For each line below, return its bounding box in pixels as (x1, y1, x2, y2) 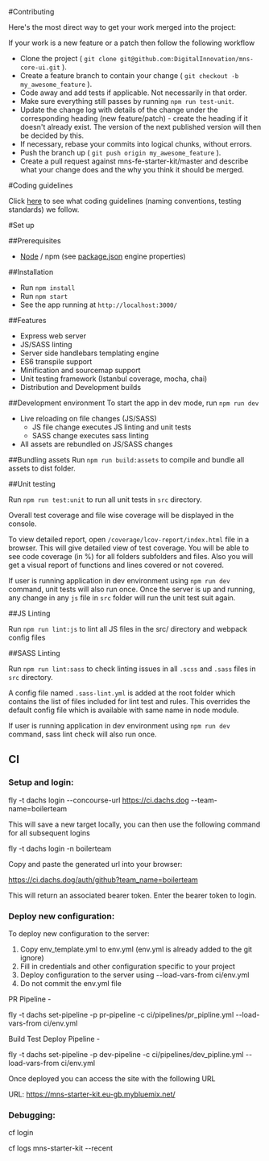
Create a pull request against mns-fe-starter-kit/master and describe (19, 156, 249, 166)
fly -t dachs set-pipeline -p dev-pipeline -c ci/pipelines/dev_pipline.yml (8, 1049, 244, 1059)
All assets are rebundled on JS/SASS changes (19, 439, 173, 449)
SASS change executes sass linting (31, 431, 149, 440)
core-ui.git (19, 64, 60, 72)
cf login (8, 1128, 34, 1138)
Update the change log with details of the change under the (19, 105, 219, 114)
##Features (8, 316, 47, 325)
